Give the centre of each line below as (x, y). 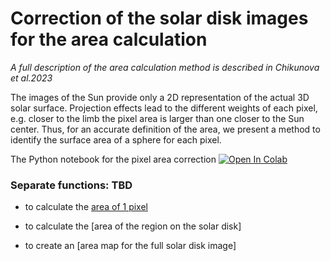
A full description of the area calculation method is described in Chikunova (165, 67)
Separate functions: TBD (71, 185)
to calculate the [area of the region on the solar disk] (133, 226)
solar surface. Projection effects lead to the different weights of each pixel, (164, 108)
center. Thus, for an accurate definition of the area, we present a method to (165, 129)
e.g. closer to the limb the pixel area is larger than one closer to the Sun (157, 118)
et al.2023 (31, 78)
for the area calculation (109, 39)
